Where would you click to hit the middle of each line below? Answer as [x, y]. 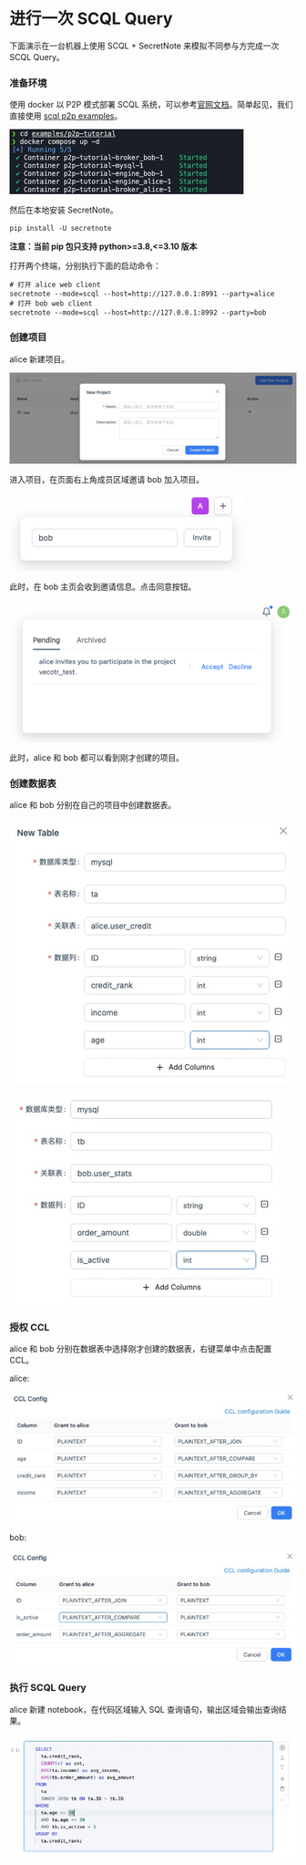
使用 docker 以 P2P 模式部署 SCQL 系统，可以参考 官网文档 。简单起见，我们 [151, 105]
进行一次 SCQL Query [91, 19]
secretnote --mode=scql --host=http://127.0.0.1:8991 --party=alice [142, 294]
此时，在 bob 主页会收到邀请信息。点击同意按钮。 [103, 587]
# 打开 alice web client [55, 285]
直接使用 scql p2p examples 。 [66, 116]
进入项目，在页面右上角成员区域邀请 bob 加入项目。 [107, 480]
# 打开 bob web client [51, 304]
